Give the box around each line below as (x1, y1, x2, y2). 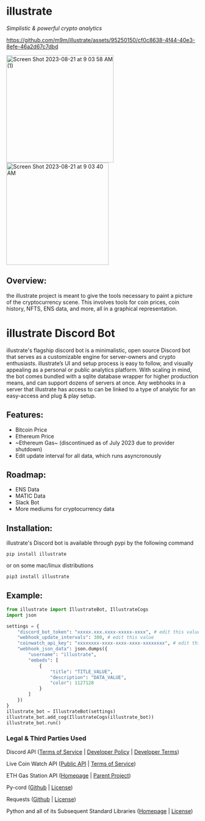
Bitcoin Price (15, 426, 48, 433)
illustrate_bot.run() (6, 720, 62, 726)
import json (6, 612, 37, 618)
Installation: (6, 523, 53, 533)
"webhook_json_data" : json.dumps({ (17, 646, 108, 652)
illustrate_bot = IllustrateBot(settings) (6, 708, 116, 715)
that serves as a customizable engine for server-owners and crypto (6, 353, 176, 360)
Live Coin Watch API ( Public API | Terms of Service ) (6, 760, 136, 767)
